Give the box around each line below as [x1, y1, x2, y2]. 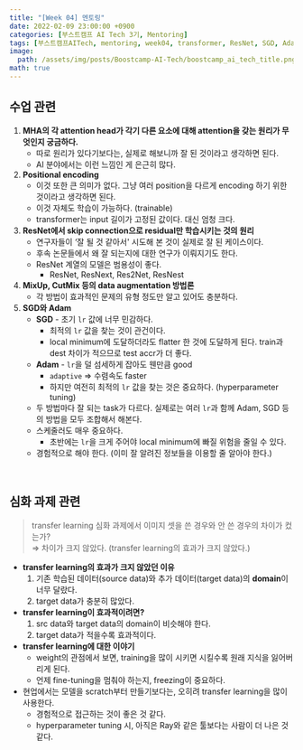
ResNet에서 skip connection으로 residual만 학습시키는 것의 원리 [22, 225, 254, 236]
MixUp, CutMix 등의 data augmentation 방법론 [22, 279, 195, 290]
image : [9, 47, 34, 56]
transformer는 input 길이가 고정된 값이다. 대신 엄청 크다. [35, 213, 236, 224]
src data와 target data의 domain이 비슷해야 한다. [35, 618, 212, 629]
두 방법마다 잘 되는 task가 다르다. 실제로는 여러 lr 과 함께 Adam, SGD [35, 402, 280, 413]
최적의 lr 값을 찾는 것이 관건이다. [49, 324, 166, 335]
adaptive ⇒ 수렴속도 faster [49, 370, 147, 380]
